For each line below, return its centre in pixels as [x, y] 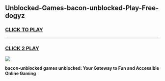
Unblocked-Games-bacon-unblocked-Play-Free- [82, 8]
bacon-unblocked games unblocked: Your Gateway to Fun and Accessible [82, 68]
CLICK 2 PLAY [22, 48]
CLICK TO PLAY [24, 30]
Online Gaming [21, 73]
